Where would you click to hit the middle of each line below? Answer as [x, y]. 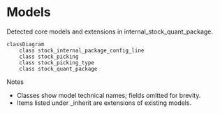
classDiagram [25, 44]
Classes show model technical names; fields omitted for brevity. [109, 95]
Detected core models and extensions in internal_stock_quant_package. [110, 31]
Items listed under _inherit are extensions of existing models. [104, 103]
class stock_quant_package [58, 69]
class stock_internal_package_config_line [82, 50]
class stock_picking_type [57, 63]
